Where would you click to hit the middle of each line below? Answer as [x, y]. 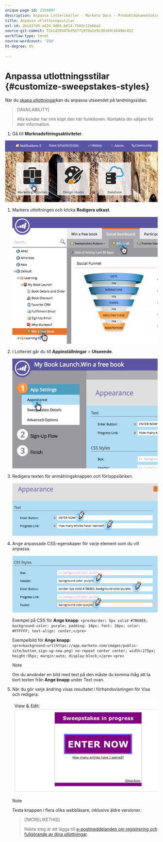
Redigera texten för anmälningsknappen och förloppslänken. [73, 476]
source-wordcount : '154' [30, 41]
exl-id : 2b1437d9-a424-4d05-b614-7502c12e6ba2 [53, 26]
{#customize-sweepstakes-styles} [77, 87]
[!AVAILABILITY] [33, 109]
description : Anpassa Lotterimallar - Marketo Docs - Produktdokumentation [83, 15]
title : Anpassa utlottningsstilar [40, 20]
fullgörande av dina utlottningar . [56, 834]
